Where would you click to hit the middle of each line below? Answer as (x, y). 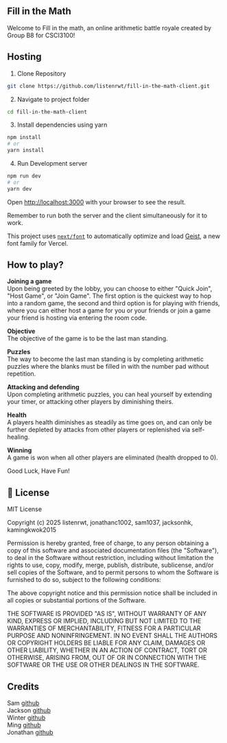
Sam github (23, 703)
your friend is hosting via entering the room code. (77, 318)
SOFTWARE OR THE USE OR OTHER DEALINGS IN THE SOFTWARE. (103, 665)
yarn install (26, 151)
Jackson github (29, 711)
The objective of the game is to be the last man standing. (87, 338)
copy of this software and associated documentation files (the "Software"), (113, 550)
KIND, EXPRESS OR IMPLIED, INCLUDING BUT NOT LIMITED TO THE (104, 621)
